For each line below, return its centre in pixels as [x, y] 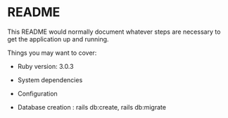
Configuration [37, 93]
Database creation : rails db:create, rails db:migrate [92, 107]
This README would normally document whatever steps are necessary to [114, 32]
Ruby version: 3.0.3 [45, 66]
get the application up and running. [58, 39]
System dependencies [50, 80]
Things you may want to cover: [52, 53]
